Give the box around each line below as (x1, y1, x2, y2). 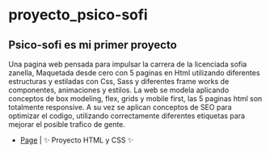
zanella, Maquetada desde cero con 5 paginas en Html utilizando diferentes (8, 68, 260, 78)
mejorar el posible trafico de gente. (8, 120, 125, 129)
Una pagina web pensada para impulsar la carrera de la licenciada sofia (8, 59, 247, 69)
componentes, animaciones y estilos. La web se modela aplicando (8, 85, 230, 95)
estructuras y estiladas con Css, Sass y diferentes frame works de (8, 77, 230, 86)
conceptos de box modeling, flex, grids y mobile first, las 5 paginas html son (8, 94, 263, 103)
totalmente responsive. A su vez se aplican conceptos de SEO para (8, 103, 232, 112)
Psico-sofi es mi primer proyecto (8, 38, 178, 52)
